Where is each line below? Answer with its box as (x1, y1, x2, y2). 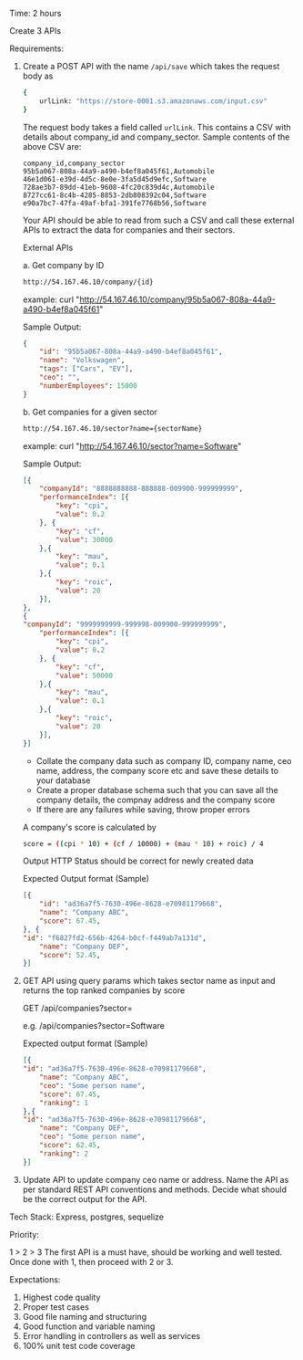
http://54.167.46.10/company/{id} (22, 277, 154, 287)
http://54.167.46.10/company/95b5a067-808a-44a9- (79, 294, 276, 305)
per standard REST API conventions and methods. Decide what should (22, 1184, 287, 1195)
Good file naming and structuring (22, 1311, 147, 1322)
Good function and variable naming (22, 1321, 156, 1332)
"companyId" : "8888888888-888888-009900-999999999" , (39, 484, 244, 494)
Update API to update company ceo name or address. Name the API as (22, 1174, 289, 1185)
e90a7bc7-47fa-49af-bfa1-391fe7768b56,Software (22, 198, 207, 208)
